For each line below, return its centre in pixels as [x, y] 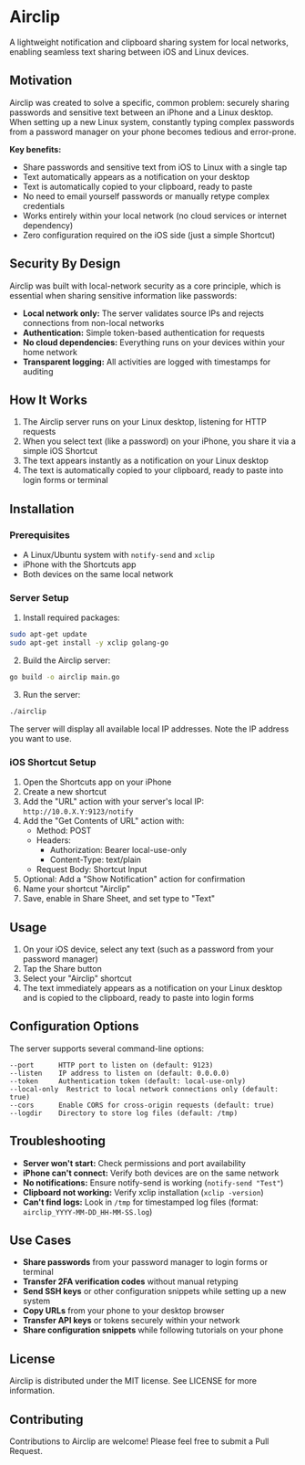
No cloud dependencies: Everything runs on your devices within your [153, 342]
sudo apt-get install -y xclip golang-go [89, 643]
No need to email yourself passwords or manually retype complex [146, 196]
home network [50, 352]
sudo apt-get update [49, 635]
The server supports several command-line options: [107, 1049]
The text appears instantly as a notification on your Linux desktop [145, 461]
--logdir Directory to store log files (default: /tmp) [124, 1113]
